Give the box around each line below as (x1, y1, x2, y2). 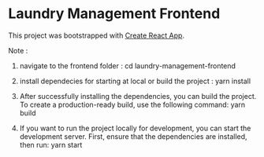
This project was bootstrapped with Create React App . (8, 31, 185, 40)
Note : (8, 46, 28, 55)
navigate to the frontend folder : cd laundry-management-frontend (19, 60, 236, 71)
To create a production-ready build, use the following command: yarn (19, 100, 246, 109)
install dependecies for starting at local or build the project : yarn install (19, 76, 251, 86)
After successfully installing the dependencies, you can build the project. (19, 91, 257, 100)
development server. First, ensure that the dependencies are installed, (19, 131, 247, 141)
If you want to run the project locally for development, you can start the (19, 123, 251, 133)
